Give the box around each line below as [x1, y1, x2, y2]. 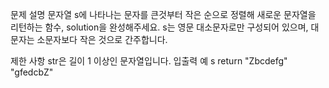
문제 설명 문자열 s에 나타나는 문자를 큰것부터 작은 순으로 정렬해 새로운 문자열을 [10, 9, 317, 20]
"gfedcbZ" [10, 66, 54, 78]
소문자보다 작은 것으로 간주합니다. [36, 34, 168, 45]
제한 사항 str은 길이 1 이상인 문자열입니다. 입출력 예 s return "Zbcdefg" [10, 55, 288, 67]
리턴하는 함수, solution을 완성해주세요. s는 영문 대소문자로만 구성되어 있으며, [10, 21, 309, 33]
